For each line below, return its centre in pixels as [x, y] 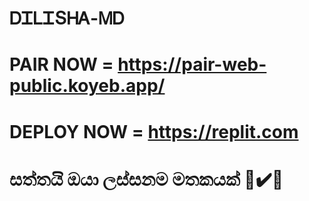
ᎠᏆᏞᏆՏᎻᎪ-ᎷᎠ [67, 18]
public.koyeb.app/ [87, 86]
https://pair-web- [192, 64]
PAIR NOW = [61, 64]
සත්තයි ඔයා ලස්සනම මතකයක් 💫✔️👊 [146, 179]
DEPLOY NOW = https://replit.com [154, 131]
